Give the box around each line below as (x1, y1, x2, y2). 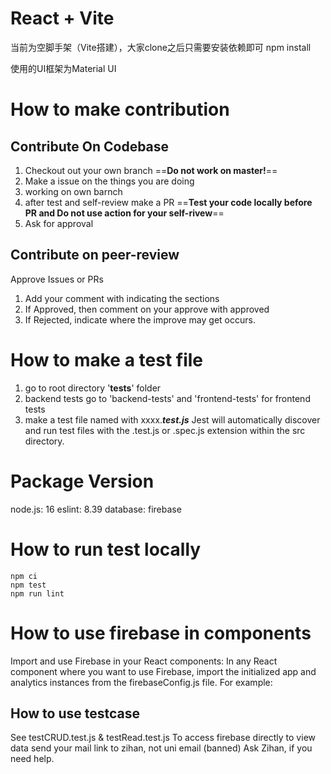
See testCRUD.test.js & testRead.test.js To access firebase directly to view (10, 732, 316, 744)
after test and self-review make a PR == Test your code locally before (24, 196, 313, 208)
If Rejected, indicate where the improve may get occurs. (24, 313, 256, 326)
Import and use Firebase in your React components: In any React (10, 655, 278, 667)
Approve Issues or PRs (10, 273, 104, 285)
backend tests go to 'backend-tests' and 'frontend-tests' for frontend (24, 392, 311, 404)
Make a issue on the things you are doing (24, 175, 195, 187)
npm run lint (10, 588, 65, 599)
